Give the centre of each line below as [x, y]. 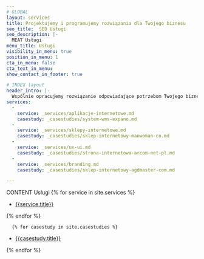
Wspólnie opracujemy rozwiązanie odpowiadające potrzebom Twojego [97, 97]
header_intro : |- [28, 91]
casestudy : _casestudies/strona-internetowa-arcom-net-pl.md [96, 153]
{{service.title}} [34, 204]
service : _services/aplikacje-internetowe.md [76, 113]
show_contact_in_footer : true [45, 74]
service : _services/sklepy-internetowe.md [72, 130]
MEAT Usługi [27, 40]
